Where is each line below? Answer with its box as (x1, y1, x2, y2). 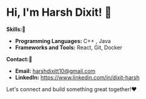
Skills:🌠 (6, 26, 26, 33)
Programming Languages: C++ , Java (15, 37, 111, 44)
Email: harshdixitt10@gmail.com (15, 67, 96, 75)
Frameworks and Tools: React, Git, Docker (15, 44, 122, 51)
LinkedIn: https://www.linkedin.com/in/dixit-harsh (15, 73, 140, 81)
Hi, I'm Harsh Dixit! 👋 (6, 5, 112, 19)
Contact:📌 (6, 55, 33, 63)
